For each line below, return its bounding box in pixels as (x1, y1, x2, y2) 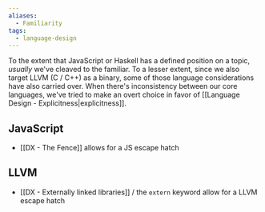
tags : (8, 26, 26, 34)
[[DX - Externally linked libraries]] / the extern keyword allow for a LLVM (19, 187, 258, 197)
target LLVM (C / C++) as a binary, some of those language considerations (8, 73, 255, 82)
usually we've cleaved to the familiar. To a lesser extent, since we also (8, 65, 240, 74)
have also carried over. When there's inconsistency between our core (8, 82, 238, 91)
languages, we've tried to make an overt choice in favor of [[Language (8, 90, 240, 100)
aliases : (8, 11, 38, 20)
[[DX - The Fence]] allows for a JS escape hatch (19, 143, 179, 153)
